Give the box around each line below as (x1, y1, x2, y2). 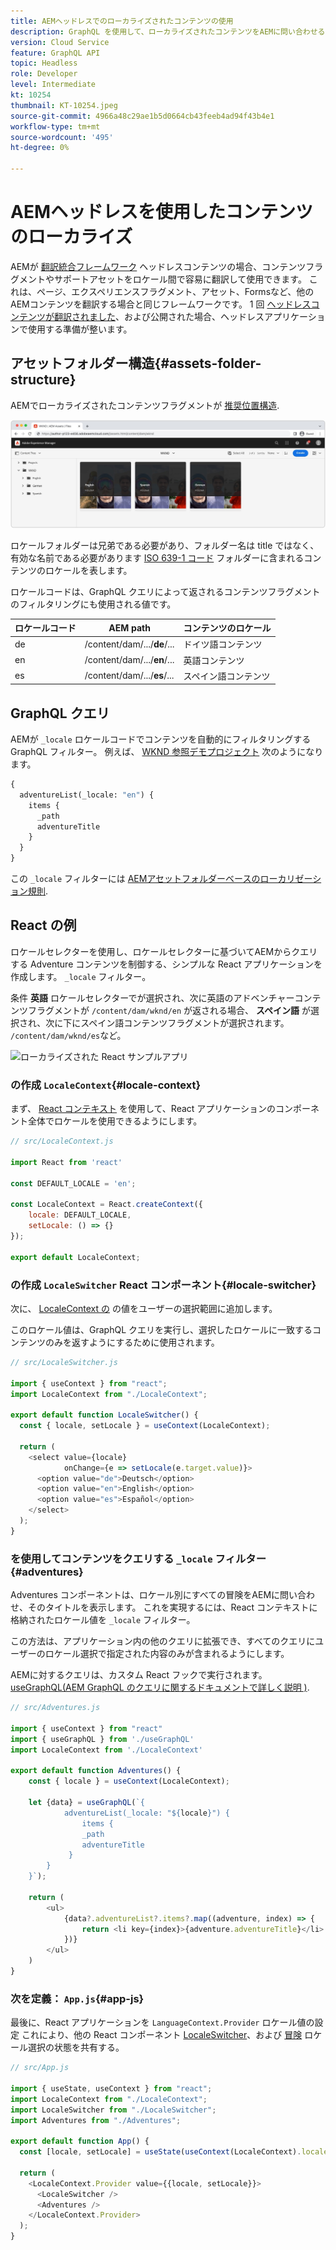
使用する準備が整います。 (27, 323, 133, 335)
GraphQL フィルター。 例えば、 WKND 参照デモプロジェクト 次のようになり (10, 746, 324, 758)
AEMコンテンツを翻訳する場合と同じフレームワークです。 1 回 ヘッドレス (10, 298, 312, 310)
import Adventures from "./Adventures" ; (10, 2115, 182, 2125)
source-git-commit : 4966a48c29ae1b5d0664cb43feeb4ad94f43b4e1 (10, 111, 275, 121)
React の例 (10, 917, 77, 934)
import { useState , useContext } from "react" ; (10, 2083, 213, 2094)
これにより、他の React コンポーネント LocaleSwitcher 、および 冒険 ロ (21, 2029, 314, 2041)
